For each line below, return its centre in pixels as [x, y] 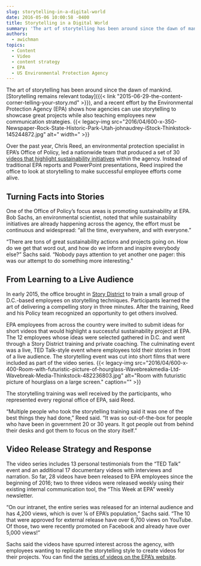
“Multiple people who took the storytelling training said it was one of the [95, 411]
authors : [17, 34]
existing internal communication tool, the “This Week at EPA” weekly [90, 489]
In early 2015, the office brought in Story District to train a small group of [95, 294]
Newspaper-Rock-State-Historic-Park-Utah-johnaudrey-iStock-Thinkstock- [99, 128]
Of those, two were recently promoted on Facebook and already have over [98, 526]
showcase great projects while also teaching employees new [81, 115]
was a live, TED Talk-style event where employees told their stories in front [98, 350]
